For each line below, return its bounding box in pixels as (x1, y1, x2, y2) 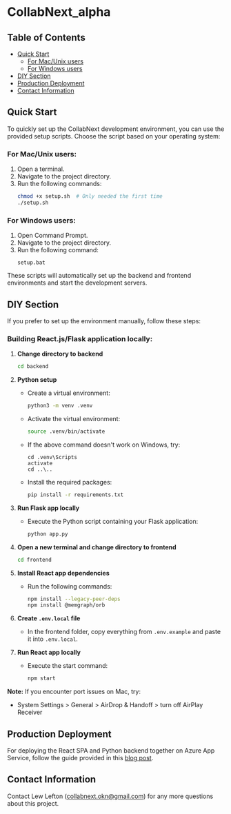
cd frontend (17, 556, 52, 563)
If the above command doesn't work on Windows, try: (27, 440, 181, 449)
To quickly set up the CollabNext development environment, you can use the (7, 125, 225, 133)
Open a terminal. (17, 165, 65, 173)
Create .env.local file (17, 614, 81, 622)
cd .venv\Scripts (27, 454, 78, 460)
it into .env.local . (27, 635, 78, 643)
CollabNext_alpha (7, 4, 111, 20)
